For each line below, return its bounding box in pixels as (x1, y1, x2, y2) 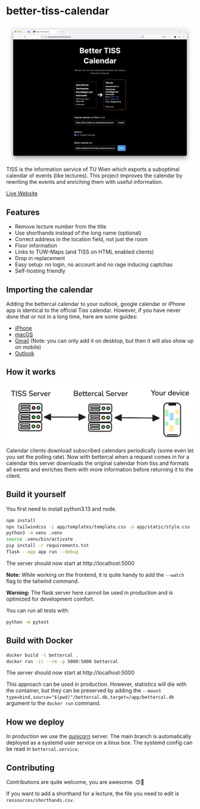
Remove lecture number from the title (14, 223, 107, 230)
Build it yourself (6, 489, 67, 499)
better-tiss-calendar (6, 4, 110, 18)
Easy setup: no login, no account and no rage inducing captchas (14, 261, 173, 268)
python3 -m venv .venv (6, 530, 62, 536)
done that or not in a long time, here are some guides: (6, 313, 138, 320)
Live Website (6, 190, 38, 197)
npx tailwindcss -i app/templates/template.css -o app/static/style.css (6, 524, 190, 530)
